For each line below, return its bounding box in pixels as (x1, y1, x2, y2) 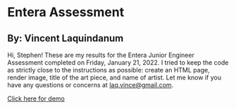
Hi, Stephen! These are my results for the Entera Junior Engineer (7, 51, 195, 59)
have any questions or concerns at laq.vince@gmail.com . (7, 81, 174, 89)
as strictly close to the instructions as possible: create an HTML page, (7, 66, 210, 74)
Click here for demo (7, 94, 65, 103)
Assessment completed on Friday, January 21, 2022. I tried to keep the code (7, 58, 229, 67)
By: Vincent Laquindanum (7, 32, 124, 44)
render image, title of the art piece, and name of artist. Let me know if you (7, 73, 222, 82)
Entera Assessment (7, 4, 125, 20)
